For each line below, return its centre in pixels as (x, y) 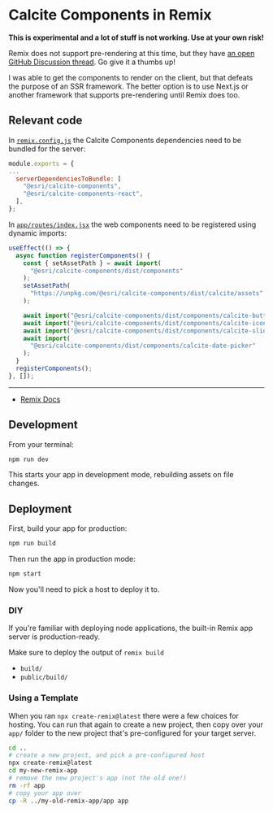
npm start (25, 574)
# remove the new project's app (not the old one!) (97, 778)
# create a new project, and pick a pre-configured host (107, 755)
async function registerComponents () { (83, 255)
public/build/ (44, 678)
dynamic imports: (38, 233)
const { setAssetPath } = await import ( (92, 263)
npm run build (32, 543)
